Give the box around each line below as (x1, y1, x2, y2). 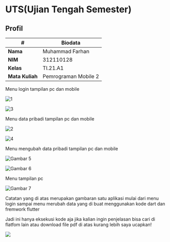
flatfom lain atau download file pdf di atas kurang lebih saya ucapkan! (5, 221, 152, 228)
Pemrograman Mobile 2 (42, 73, 99, 80)
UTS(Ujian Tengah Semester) (5, 4, 132, 15)
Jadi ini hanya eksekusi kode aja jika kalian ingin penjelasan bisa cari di (5, 216, 155, 222)
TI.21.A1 (42, 65, 64, 71)
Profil (5, 24, 23, 33)
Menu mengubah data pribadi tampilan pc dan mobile (5, 146, 118, 152)
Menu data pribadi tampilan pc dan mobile (5, 116, 95, 122)
